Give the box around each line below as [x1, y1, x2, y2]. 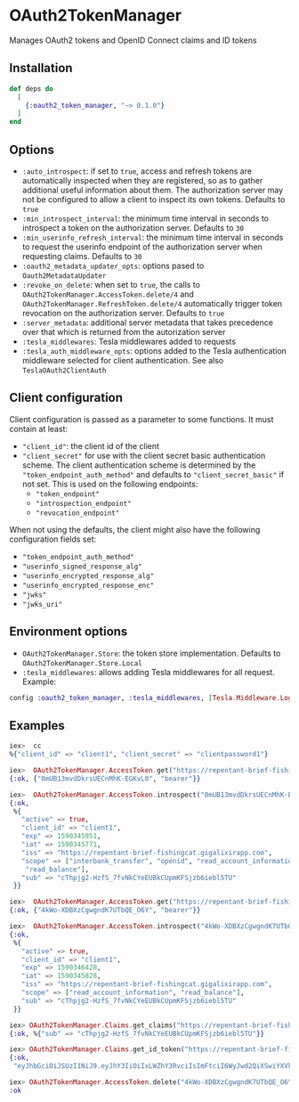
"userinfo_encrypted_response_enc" [21, 581, 155, 590]
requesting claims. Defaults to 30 [21, 250, 142, 261]
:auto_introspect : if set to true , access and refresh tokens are [21, 166, 252, 176]
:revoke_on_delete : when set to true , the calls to [21, 279, 200, 290]
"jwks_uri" [21, 600, 63, 608]
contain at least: [9, 423, 69, 434]
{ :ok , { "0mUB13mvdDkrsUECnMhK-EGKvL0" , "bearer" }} [9, 774, 201, 783]
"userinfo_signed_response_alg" [21, 562, 142, 571]
